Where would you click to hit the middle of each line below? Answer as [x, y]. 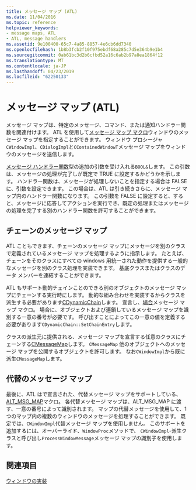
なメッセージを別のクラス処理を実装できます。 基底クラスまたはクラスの [93, 268]
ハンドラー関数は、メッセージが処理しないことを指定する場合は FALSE [102, 181]
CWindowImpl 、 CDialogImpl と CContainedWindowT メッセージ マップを [86, 147]
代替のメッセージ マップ [49, 379]
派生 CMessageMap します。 [36, 358]
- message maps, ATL [31, 33]
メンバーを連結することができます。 [61, 275]
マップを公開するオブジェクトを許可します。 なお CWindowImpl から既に [101, 351]
